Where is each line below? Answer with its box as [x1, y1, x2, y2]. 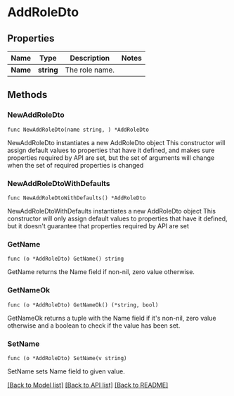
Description [70, 54, 110, 63]
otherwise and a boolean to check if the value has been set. [7, 321, 181, 330]
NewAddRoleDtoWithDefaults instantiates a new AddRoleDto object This [7, 206, 216, 215]
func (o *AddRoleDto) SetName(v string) [7, 354, 128, 361]
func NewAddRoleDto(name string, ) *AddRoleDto [7, 126, 150, 133]
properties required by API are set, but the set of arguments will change [7, 153, 215, 162]
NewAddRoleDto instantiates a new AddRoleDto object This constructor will [7, 138, 226, 147]
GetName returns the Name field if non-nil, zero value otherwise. [7, 268, 195, 276]
